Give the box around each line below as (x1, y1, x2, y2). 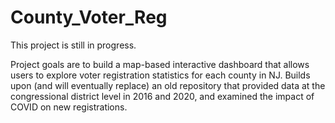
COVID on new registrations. (10, 101, 128, 113)
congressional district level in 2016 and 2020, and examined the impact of (10, 90, 315, 102)
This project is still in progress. (10, 39, 137, 51)
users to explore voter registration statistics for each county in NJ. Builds (10, 69, 311, 81)
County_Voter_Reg (10, 6, 168, 29)
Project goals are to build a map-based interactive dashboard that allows (10, 58, 310, 70)
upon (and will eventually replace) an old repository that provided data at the (10, 79, 326, 91)
